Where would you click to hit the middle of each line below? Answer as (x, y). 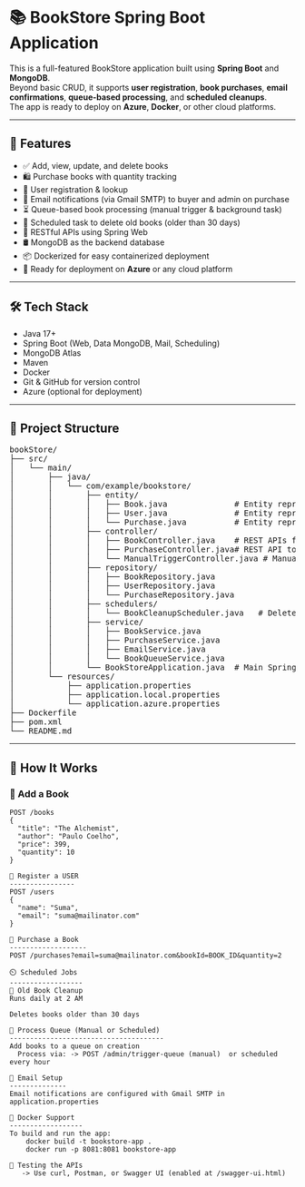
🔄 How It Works (54, 768)
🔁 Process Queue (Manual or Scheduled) (85, 1031)
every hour (30, 1063)
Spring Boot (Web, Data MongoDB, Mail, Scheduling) (121, 343)
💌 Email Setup (36, 1078)
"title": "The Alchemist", (69, 829)
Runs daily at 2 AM (46, 999)
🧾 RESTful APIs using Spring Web (85, 231)
